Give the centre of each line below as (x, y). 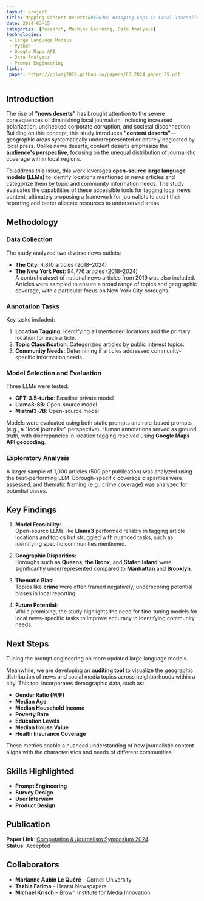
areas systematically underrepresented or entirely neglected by (116, 140)
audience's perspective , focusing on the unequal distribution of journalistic (101, 152)
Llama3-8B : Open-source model (56, 405)
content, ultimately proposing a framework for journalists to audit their (94, 197)
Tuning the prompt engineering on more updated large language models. (97, 659)
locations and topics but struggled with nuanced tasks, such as (94, 537)
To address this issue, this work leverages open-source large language (96, 171)
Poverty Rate (32, 715)
